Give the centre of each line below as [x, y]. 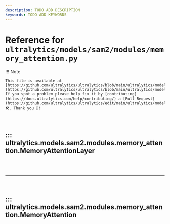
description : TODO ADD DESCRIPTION [43, 10]
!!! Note [13, 72]
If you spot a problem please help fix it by [54, 94]
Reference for [35, 40]
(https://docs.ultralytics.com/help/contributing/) [61, 99]
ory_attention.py [42, 59]
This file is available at [34, 81]
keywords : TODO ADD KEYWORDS [36, 15]
